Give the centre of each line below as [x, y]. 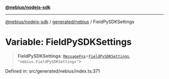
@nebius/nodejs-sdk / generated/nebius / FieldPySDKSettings [70, 22]
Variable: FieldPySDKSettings [68, 42]
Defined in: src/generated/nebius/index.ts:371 [53, 71]
